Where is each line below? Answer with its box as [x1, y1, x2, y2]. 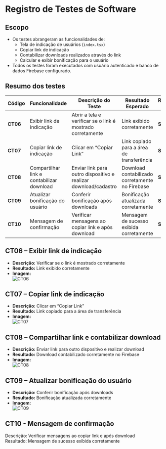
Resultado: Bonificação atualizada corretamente [12, 395, 112, 401]
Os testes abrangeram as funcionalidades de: [12, 36, 105, 42]
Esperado [125, 103, 149, 110]
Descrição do [78, 96, 110, 103]
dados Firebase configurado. [12, 68, 72, 74]
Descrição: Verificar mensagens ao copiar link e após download [5, 433, 135, 439]
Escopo [5, 23, 29, 32]
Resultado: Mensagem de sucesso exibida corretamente [5, 438, 120, 444]
